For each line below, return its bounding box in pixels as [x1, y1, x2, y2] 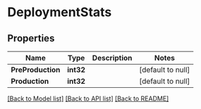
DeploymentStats [7, 4, 112, 20]
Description [92, 53, 133, 63]
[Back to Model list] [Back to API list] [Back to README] [7, 94, 169, 103]
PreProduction [11, 65, 61, 75]
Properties [7, 32, 55, 44]
